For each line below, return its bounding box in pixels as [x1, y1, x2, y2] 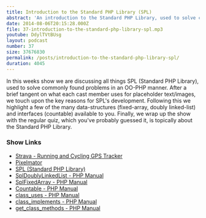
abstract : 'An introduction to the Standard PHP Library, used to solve [6, 15, 196, 21]
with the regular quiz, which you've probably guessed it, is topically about [6, 116, 193, 123]
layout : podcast [6, 37, 48, 44]
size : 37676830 [6, 49, 45, 55]
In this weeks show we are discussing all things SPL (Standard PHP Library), [6, 77, 199, 85]
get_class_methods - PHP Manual [15, 204, 101, 212]
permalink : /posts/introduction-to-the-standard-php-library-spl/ [6, 55, 180, 61]
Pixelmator [15, 158, 43, 166]
